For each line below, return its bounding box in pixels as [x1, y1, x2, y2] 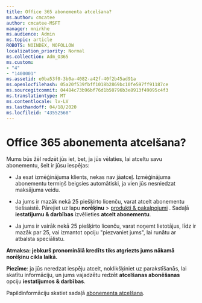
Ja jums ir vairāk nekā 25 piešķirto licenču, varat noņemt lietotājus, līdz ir [14, 222, 197, 230]
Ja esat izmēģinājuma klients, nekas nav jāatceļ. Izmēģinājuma [14, 173, 171, 181]
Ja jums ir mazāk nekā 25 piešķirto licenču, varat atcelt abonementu [14, 198, 185, 205]
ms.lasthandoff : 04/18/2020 [6, 104, 77, 110]
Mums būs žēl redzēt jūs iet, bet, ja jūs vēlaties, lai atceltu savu [6, 155, 163, 163]
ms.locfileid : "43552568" [6, 110, 71, 116]
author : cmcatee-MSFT [6, 20, 61, 26]
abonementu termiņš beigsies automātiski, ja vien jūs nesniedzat [14, 180, 176, 187]
